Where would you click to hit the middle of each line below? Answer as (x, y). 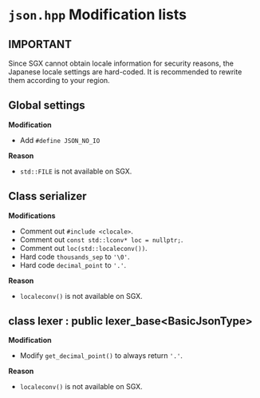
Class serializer (47, 196)
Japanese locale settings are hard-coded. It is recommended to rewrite (125, 72)
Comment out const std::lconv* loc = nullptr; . (101, 239)
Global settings (47, 105)
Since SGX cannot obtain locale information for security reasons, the (121, 63)
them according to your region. (59, 80)
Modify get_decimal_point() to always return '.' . (101, 356)
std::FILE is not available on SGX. (76, 171)
